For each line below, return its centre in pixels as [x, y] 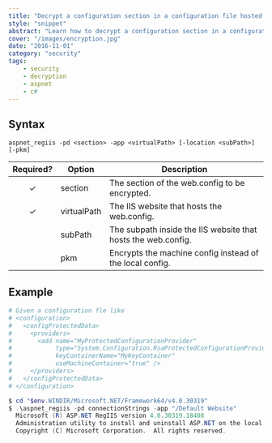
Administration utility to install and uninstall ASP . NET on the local [139, 424]
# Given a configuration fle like [67, 311]
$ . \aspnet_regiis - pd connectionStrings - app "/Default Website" [123, 408]
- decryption [45, 76]
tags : [17, 62]
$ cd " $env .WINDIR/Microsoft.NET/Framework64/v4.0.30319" [108, 401]
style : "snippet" [38, 24]
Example [31, 292]
